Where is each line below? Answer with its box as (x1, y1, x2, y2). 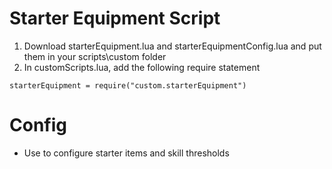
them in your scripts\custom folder (23, 50, 167, 62)
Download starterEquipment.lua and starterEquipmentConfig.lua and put (23, 40, 322, 52)
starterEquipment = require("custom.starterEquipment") (9, 80, 247, 91)
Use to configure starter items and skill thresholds (23, 147, 230, 159)
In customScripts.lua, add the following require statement (23, 61, 261, 73)
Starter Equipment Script (9, 7, 221, 30)
